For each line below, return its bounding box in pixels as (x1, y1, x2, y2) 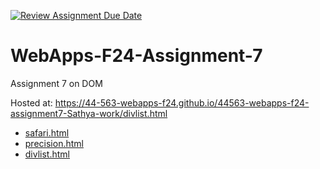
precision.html (24, 137, 84, 149)
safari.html (24, 126, 70, 139)
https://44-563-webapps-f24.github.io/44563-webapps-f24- (54, 96, 310, 109)
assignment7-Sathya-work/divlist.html (10, 107, 168, 119)
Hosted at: (10, 96, 53, 109)
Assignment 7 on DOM (10, 77, 103, 89)
